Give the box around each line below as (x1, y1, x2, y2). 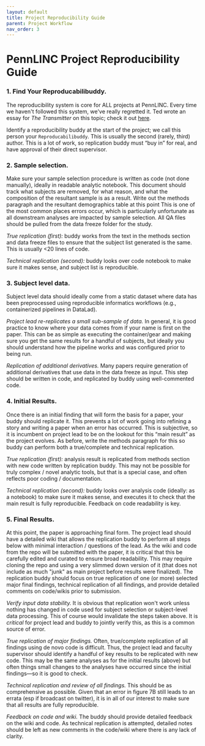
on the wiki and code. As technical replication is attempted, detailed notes (6, 719, 193, 726)
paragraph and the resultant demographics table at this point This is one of (6, 201, 196, 208)
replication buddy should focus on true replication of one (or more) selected (6, 574, 198, 582)
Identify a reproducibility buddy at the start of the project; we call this (6, 126, 181, 134)
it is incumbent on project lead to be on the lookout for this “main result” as (6, 430, 196, 438)
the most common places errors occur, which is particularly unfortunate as (6, 208, 195, 215)
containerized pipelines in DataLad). (6, 306, 97, 313)
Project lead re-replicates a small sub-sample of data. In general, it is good (6, 318, 196, 325)
